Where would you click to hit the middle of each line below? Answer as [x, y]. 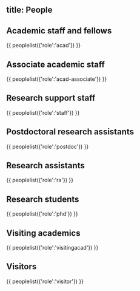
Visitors [22, 267]
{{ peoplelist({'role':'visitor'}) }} [45, 281]
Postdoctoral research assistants [70, 132]
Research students [43, 199]
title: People [29, 10]
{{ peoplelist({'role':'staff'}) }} [43, 112]
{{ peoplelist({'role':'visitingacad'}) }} [52, 248]
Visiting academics [43, 233]
